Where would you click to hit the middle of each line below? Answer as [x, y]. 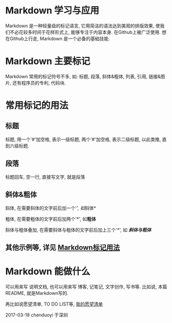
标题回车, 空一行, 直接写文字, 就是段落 [45, 177]
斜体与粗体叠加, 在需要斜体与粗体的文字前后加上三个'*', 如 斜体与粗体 [78, 230]
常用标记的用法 [37, 106]
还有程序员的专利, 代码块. [39, 83]
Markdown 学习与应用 [52, 11]
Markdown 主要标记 [48, 61]
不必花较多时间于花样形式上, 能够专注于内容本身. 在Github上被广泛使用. [85, 32]
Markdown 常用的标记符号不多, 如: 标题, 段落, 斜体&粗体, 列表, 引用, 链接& [83, 76]
